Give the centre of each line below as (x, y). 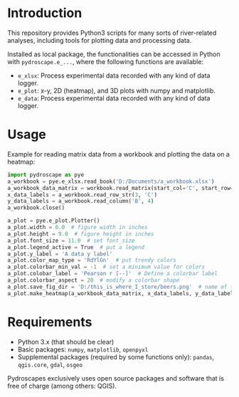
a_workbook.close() (36, 208)
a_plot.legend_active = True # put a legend (76, 247)
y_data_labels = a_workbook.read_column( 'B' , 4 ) (81, 201)
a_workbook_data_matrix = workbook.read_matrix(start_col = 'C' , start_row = (121, 188)
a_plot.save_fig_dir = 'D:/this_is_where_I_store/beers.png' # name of (117, 287)
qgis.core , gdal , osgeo (50, 364)
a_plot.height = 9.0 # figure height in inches (81, 234)
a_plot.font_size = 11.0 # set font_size (71, 240)
